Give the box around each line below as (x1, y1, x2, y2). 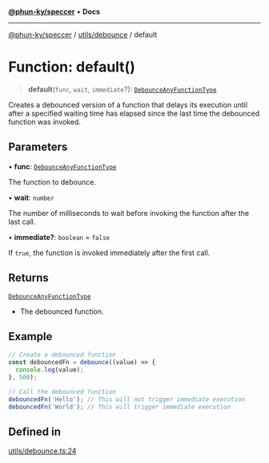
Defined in (8, 424, 62, 438)
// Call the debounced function (8, 388, 116, 396)
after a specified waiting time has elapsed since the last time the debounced (8, 108, 260, 118)
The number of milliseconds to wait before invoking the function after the (8, 208, 250, 217)
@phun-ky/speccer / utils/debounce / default (8, 30, 158, 39)
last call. (8, 217, 36, 226)
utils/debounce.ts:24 (8, 446, 77, 456)
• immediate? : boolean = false (8, 232, 110, 242)
